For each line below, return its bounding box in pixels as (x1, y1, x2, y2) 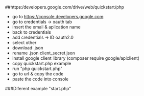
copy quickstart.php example (12, 61, 72, 66)
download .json (12, 45, 44, 50)
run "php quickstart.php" (12, 66, 63, 72)
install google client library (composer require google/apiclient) (12, 55, 140, 61)
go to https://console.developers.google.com (12, 14, 104, 19)
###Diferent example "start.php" (5, 86, 71, 91)
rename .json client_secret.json (12, 50, 75, 56)
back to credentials (12, 29, 51, 35)
